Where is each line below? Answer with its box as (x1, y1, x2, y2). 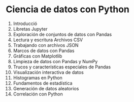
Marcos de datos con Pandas (13, 47, 75, 54)
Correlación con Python (13, 91, 63, 97)
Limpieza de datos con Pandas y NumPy (13, 58, 98, 64)
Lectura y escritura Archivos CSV (13, 37, 83, 43)
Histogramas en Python (13, 74, 62, 81)
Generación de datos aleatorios (13, 85, 79, 91)
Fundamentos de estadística (13, 80, 73, 86)
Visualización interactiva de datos (13, 69, 84, 75)
